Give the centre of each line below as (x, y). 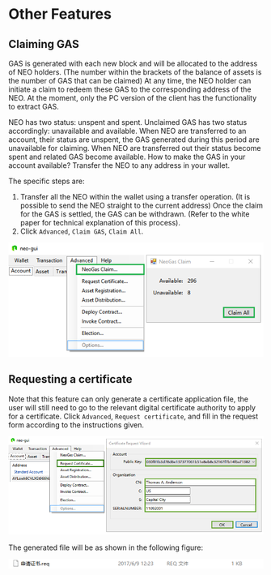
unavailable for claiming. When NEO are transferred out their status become (135, 148)
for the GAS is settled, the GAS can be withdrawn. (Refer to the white (135, 214)
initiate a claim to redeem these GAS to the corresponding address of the (130, 89)
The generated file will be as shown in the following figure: (106, 547)
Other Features (60, 14)
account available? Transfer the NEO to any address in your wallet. (119, 165)
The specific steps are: (47, 181)
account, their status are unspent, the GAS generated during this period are (134, 139)
